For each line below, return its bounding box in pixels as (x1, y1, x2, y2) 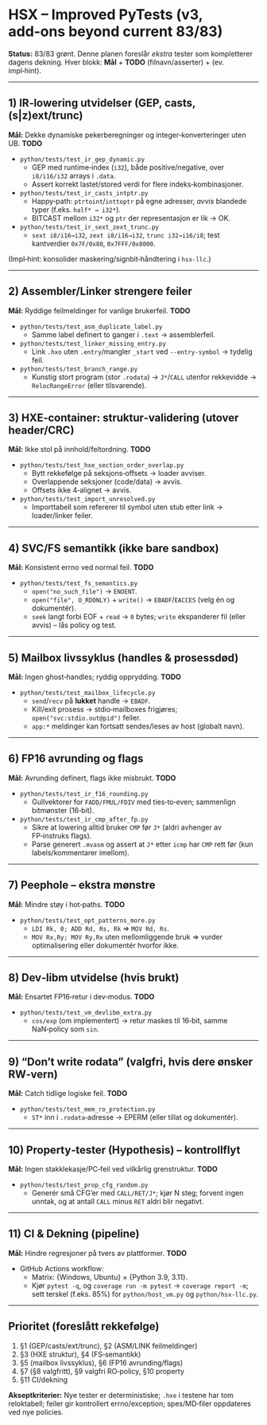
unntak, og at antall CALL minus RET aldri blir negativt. (31, 1197, 204, 1207)
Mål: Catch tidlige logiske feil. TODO (8, 1089, 128, 1098)
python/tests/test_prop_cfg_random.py (19, 1181, 149, 1189)
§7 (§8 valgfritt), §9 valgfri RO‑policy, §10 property (19, 1366, 185, 1376)
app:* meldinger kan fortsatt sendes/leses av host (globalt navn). (31, 721, 245, 731)
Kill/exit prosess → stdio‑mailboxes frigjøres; (31, 705, 178, 714)
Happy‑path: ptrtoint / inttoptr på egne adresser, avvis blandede (31, 196, 247, 206)
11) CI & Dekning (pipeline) (8, 1227, 141, 1241)
